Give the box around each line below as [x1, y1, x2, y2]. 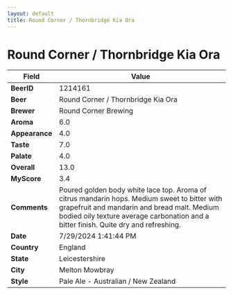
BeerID [10, 83, 34, 93]
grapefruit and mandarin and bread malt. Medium [58, 202, 220, 212]
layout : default [7, 10, 54, 17]
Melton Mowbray [58, 265, 114, 275]
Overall [10, 163, 35, 173]
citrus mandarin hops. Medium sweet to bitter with [58, 194, 223, 204]
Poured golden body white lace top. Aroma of [58, 185, 207, 195]
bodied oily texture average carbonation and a [58, 212, 209, 221]
